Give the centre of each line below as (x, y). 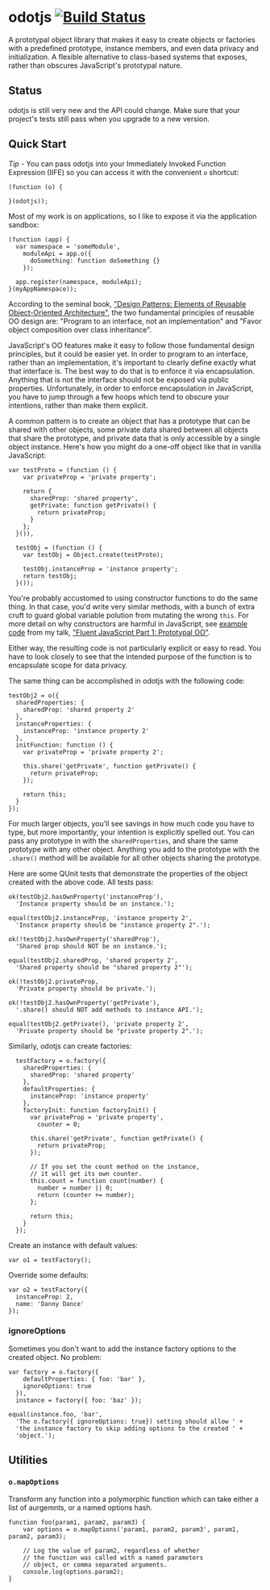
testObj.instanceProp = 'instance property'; (101, 569)
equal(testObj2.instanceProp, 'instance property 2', (101, 918)
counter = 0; (59, 1124)
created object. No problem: (55, 1357)
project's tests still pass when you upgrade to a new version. (109, 119)
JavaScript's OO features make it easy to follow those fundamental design (132, 345)
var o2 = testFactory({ (48, 1290)
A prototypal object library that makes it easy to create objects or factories (132, 40)
